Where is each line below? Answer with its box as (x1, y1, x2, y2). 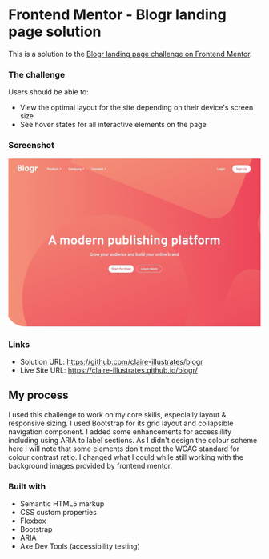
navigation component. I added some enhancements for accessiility (8, 426, 232, 437)
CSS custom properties (19, 508, 98, 517)
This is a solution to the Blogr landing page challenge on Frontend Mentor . (8, 49, 252, 58)
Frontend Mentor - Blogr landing (8, 6, 227, 24)
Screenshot (8, 140, 54, 151)
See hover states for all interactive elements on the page (19, 120, 207, 130)
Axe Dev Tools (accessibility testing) (19, 541, 140, 551)
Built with (8, 481, 46, 492)
